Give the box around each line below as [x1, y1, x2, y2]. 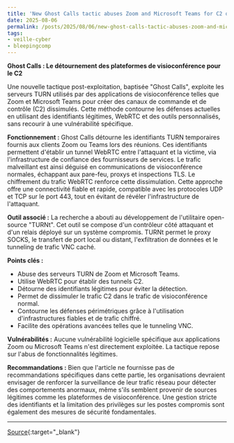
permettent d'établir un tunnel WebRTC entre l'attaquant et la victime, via [7, 148, 217, 156]
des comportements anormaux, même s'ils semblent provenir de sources [7, 386, 217, 394]
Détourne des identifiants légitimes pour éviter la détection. [17, 285, 188, 293]
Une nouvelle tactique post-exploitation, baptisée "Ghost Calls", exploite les [7, 83, 224, 91]
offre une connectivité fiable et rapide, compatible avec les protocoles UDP [7, 185, 223, 193]
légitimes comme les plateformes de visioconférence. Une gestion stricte [7, 393, 217, 401]
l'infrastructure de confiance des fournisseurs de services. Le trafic [7, 155, 201, 164]
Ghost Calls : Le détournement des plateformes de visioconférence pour [7, 62, 221, 70]
